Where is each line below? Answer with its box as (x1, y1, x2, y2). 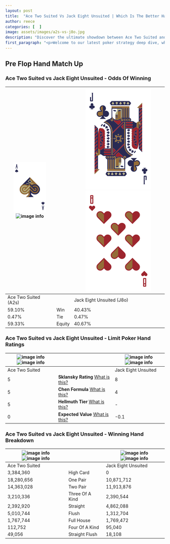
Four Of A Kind (68, 524, 99, 530)
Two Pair (68, 484, 87, 490)
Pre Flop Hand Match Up (5, 60, 83, 68)
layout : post (5, 8, 33, 13)
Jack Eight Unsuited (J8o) (74, 297, 129, 303)
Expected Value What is (58, 411, 109, 417)
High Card (68, 470, 90, 476)
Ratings (5, 341, 25, 348)
